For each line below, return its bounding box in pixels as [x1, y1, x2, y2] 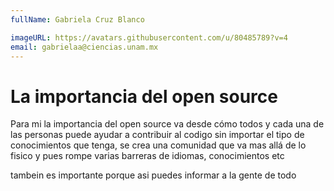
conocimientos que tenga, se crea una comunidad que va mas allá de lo [10, 139, 307, 151]
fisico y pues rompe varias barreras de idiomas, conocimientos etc [10, 150, 285, 162]
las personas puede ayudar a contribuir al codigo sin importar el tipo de [10, 129, 305, 141]
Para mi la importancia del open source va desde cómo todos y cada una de [10, 118, 325, 130]
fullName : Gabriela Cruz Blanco [10, 14, 145, 25]
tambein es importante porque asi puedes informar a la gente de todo [10, 169, 297, 181]
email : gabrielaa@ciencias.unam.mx [10, 42, 159, 52]
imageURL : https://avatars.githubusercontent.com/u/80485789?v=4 [10, 32, 288, 43]
